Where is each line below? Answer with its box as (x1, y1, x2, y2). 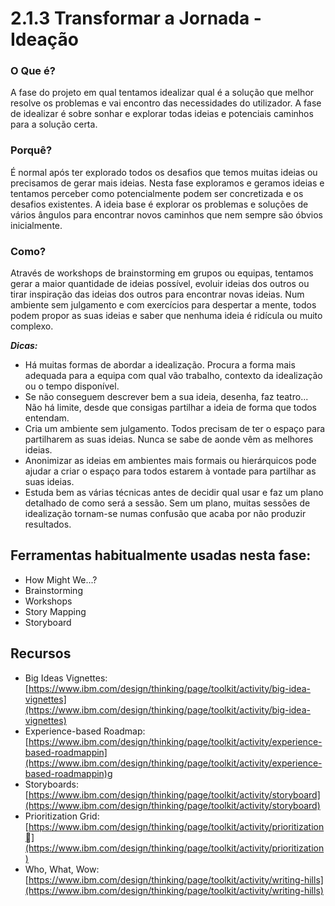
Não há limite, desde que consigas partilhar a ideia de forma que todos (24, 402, 318, 414)
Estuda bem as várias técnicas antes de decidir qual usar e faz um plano (24, 487, 324, 499)
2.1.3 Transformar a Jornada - (10, 7, 262, 30)
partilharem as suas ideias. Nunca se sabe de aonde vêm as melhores (24, 433, 314, 446)
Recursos (10, 645, 72, 662)
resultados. (24, 518, 72, 531)
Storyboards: (24, 778, 80, 790)
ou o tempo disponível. (24, 380, 120, 392)
